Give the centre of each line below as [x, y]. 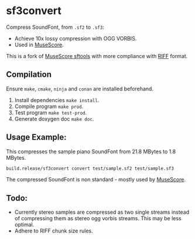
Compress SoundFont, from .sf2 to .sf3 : [55, 27]
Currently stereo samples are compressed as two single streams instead [102, 212]
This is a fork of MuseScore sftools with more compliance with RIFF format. [97, 56]
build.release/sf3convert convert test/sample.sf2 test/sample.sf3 [90, 169]
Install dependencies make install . [57, 100]
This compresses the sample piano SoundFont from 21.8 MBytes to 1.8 [91, 152]
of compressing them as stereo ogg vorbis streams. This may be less [98, 218]
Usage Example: [36, 137]
